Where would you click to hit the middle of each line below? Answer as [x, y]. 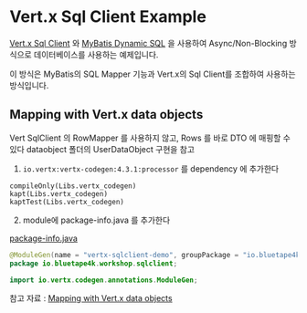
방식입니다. [29, 85]
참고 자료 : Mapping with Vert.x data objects [91, 298]
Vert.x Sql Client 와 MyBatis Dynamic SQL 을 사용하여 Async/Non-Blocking [148, 43]
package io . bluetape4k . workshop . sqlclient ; [94, 263]
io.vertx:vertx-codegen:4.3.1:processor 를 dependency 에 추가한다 [151, 168]
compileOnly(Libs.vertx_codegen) [73, 186]
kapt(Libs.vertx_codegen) [58, 193]
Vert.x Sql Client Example [108, 17]
